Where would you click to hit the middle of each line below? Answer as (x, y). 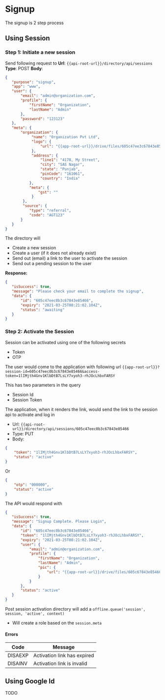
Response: (16, 273)
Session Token (27, 400)
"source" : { (35, 206)
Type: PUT (23, 433)
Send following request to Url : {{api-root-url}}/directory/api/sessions (79, 63)
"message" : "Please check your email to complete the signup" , (78, 292)
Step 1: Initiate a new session (40, 52)
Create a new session (34, 248)
